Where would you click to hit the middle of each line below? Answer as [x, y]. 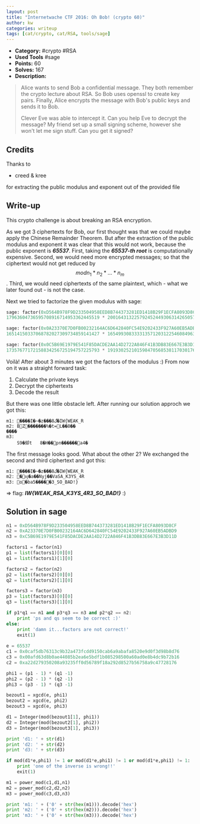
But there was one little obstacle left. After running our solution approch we [98, 403]
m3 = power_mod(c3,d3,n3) [38, 794]
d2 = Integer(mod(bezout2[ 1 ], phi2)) [53, 722]
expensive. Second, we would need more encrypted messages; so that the [98, 257]
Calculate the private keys [47, 380]
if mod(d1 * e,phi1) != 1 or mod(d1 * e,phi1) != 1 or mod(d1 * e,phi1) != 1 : [98, 761]
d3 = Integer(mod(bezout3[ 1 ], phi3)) [53, 728]
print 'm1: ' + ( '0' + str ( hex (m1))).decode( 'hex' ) [71, 804]
